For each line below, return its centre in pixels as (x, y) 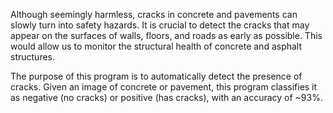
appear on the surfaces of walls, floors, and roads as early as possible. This (166, 35)
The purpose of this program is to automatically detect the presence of (156, 76)
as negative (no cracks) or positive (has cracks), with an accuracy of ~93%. (166, 97)
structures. (32, 57)
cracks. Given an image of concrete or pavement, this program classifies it (164, 87)
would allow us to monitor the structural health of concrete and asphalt (156, 46)
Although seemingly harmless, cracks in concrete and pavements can (154, 14)
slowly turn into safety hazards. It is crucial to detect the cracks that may (160, 25)
